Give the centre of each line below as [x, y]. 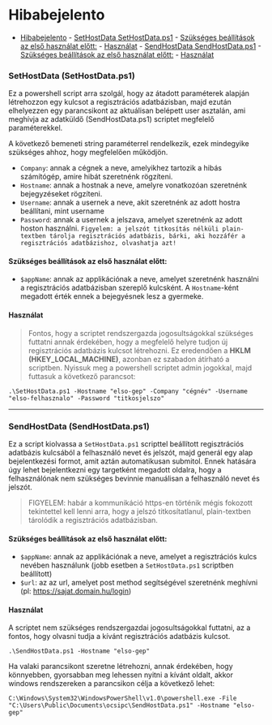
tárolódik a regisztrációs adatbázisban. [93, 520]
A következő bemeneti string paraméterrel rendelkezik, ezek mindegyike [129, 144]
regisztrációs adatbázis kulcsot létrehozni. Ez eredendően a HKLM [139, 350]
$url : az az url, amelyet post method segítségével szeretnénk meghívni [139, 583]
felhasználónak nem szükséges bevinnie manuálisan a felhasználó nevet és [134, 478]
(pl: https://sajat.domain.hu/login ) [76, 591]
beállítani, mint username [62, 211]
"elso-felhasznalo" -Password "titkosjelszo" [86, 398]
